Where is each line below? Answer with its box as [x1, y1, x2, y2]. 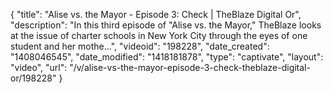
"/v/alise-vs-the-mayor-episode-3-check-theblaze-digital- [69, 62, 311, 73]
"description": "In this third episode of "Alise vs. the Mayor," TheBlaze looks [10, 19, 322, 31]
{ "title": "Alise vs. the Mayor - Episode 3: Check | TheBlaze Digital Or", [10, 9, 302, 20]
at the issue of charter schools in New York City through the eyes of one [10, 30, 308, 41]
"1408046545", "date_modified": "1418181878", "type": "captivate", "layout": [10, 51, 324, 63]
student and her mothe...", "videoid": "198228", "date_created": [10, 40, 270, 52]
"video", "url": [10, 62, 68, 73]
